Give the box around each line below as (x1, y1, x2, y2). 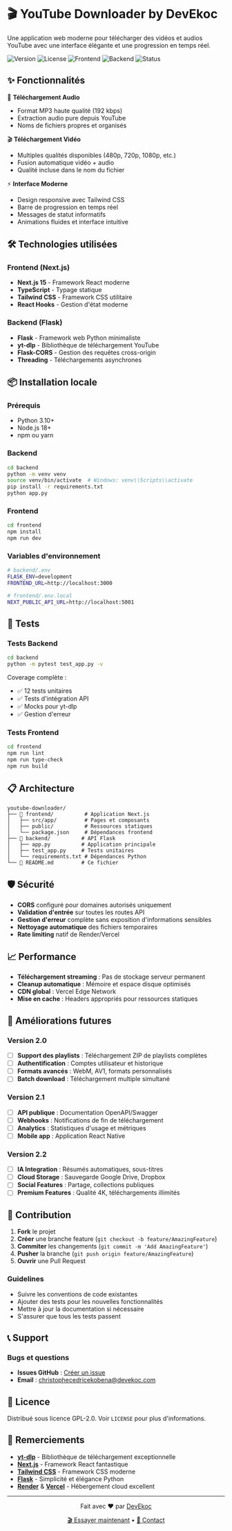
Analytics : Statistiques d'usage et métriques (17, 1123, 146, 1132)
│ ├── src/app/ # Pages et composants (7, 817, 150, 824)
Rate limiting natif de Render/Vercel (17, 930, 119, 939)
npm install (7, 528, 41, 536)
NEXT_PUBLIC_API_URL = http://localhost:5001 (7, 599, 135, 606)
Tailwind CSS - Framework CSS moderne (17, 1467, 136, 1476)
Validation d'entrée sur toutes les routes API (17, 908, 145, 916)
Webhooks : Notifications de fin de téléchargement (17, 1116, 164, 1124)
